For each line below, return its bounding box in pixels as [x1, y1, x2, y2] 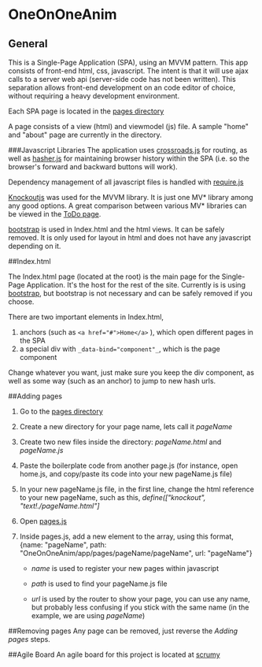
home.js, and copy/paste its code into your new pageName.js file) [19, 469, 233, 478]
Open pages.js [19, 517, 67, 525]
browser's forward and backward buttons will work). [8, 162, 179, 171]
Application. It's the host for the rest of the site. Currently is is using [26, 280, 246, 289]
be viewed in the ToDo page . [8, 209, 101, 218]
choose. [8, 297, 35, 306]
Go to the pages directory [19, 407, 104, 416]
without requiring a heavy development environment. [8, 91, 179, 100]
